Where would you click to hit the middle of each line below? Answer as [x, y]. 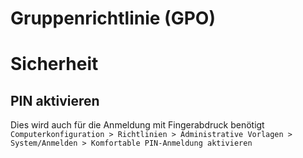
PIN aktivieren [55, 100]
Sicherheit [54, 64]
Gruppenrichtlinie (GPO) [113, 18]
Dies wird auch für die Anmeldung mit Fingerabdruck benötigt [137, 125]
